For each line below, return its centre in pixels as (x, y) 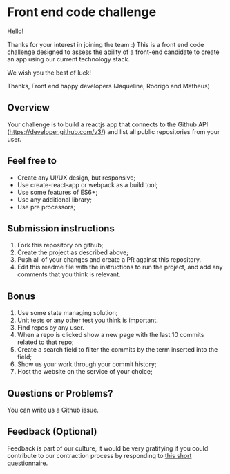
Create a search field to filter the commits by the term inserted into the (117, 350)
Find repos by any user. (50, 328)
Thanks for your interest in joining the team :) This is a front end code (106, 44)
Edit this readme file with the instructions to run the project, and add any (120, 267)
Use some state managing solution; (67, 313)
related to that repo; (45, 342)
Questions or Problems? (60, 394)
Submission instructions (61, 228)
